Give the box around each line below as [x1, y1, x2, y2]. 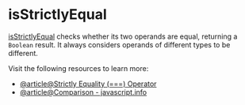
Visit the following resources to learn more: [8, 63, 149, 73]
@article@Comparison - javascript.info [19, 87, 147, 96]
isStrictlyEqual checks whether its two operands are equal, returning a [8, 32, 238, 41]
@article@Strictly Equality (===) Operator [19, 79, 157, 88]
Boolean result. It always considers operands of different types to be [8, 39, 231, 49]
